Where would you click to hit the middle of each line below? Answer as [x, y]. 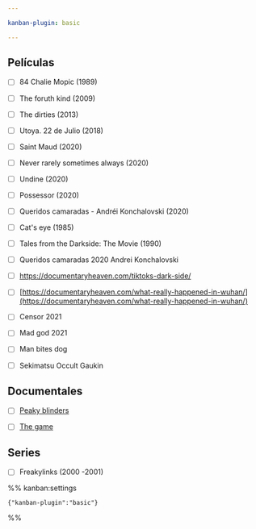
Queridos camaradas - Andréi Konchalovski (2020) [104, 211]
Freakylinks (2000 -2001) [61, 472]
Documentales [45, 391]
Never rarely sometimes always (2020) [84, 163]
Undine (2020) [44, 179]
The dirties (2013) [49, 115]
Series [24, 452]
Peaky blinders [44, 410]
